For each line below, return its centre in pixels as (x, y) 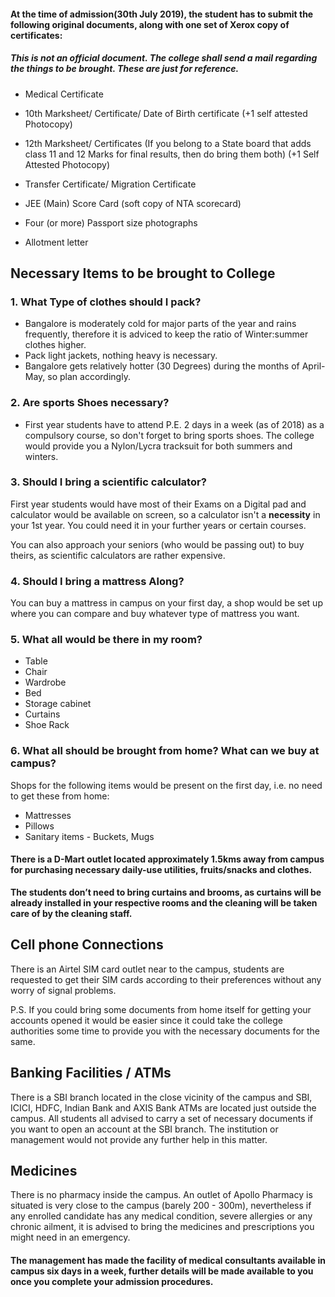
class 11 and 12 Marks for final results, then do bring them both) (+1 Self (172, 154)
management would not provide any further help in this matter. (139, 1139)
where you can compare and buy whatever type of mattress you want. (155, 614)
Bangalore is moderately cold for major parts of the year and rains (160, 324)
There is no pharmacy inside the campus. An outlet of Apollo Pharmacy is (161, 1195)
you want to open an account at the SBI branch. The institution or (144, 1129)
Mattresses (48, 815)
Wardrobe (45, 682)
